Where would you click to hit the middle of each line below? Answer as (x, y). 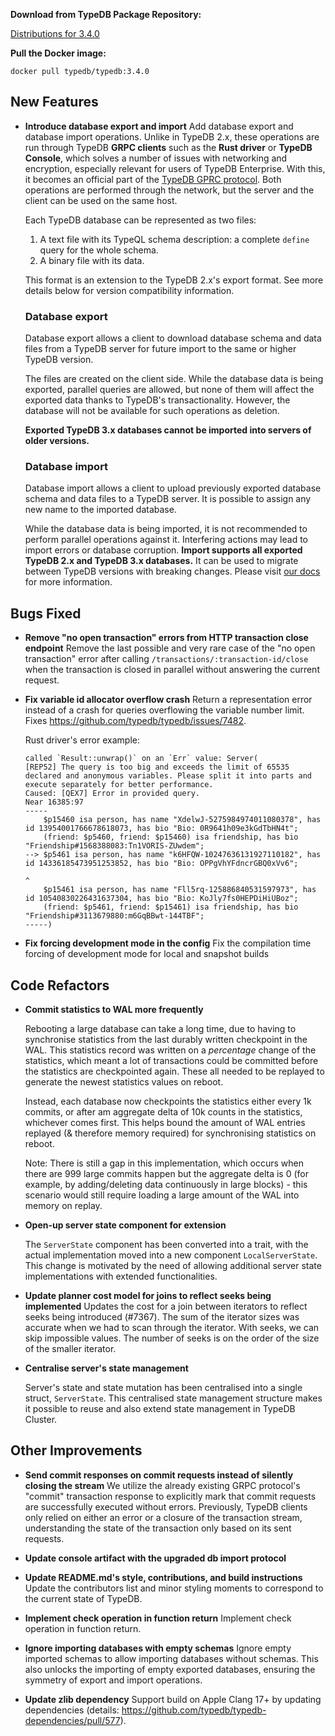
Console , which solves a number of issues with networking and (156, 158)
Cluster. (41, 1420)
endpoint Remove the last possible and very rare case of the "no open (170, 648)
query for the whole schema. (99, 250)
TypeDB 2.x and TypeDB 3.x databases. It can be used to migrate (161, 561)
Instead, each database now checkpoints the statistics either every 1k (168, 1101)
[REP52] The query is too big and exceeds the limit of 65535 (157, 767)
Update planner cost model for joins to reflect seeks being (148, 1296)
